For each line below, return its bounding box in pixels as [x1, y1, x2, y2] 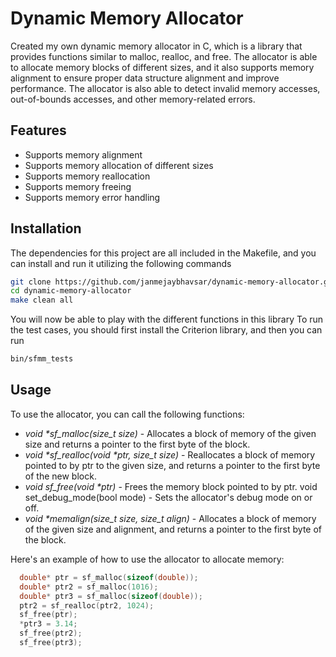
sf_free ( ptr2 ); [19, 628, 83, 639]
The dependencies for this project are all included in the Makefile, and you [10, 247, 317, 259]
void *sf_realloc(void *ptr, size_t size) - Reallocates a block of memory [24, 448, 316, 461]
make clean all [10, 295, 74, 306]
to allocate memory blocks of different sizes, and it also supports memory [10, 61, 315, 73]
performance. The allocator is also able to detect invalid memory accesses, [10, 82, 321, 94]
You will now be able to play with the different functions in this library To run [10, 313, 324, 326]
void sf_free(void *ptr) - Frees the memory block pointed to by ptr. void [24, 480, 318, 492]
